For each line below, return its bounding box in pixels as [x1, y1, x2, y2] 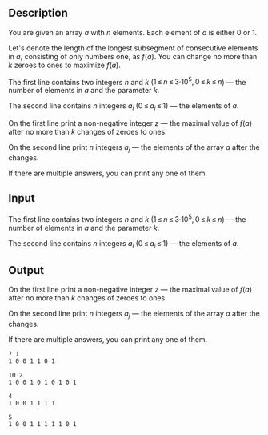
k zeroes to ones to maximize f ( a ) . [8, 60, 122, 70]
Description [8, 6, 68, 20]
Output [8, 264, 44, 277]
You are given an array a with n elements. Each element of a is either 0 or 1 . [8, 27, 258, 37]
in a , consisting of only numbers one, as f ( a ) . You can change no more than [8, 51, 258, 61]
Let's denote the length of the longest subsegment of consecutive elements [8, 43, 258, 53]
